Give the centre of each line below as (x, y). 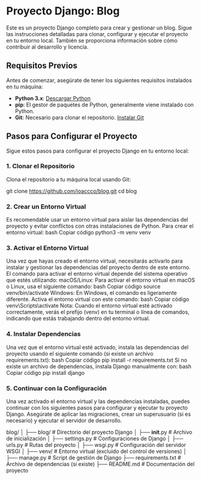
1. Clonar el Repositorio (40, 166)
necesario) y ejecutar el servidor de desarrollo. (64, 421)
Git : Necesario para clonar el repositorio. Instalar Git (79, 117)
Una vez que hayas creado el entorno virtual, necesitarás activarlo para (94, 261)
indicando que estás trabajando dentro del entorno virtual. (78, 318)
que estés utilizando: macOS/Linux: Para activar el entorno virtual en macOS (100, 280)
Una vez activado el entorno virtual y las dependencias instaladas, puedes (98, 401)
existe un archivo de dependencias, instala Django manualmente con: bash (99, 366)
